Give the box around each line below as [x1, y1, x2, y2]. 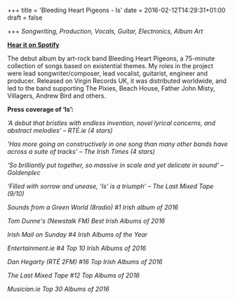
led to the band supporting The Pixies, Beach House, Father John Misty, [7, 84, 215, 92]
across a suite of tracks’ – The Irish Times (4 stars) [7, 148, 156, 155]
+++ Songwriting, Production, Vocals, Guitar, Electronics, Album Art [7, 27, 203, 35]
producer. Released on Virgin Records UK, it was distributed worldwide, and [7, 77, 227, 85]
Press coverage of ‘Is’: [7, 105, 74, 113]
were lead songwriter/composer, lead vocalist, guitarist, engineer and [7, 70, 208, 77]
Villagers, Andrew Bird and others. [7, 91, 107, 100]
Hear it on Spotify [7, 41, 60, 48]
